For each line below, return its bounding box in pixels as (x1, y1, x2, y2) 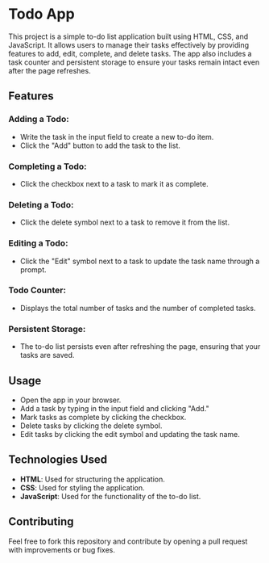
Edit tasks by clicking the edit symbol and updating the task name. (19, 429, 240, 439)
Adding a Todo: (8, 114, 70, 125)
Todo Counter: (8, 284, 67, 296)
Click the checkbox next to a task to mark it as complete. (19, 179, 209, 188)
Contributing (8, 515, 74, 529)
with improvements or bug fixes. (8, 544, 115, 554)
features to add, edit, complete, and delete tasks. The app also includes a (8, 48, 252, 58)
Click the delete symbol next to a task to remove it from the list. (19, 217, 230, 227)
